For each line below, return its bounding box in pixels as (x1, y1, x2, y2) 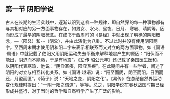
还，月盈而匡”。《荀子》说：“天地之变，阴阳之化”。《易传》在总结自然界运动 (5, 75, 162, 81)
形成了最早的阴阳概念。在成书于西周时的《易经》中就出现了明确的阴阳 (9, 32, 156, 38)
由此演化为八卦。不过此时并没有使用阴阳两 (69, 38, 158, 44)
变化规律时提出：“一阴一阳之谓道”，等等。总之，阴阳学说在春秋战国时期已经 (5, 82, 164, 88)
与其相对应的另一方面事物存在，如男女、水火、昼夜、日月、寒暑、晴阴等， (5, 25, 160, 31)
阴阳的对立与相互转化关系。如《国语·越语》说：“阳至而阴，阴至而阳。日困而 (5, 69, 164, 75)
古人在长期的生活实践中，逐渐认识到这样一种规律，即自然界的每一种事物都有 (5, 19, 165, 25)
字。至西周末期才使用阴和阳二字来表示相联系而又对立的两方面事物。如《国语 (5, 44, 165, 50)
